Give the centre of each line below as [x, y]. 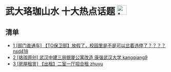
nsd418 [20, 51]
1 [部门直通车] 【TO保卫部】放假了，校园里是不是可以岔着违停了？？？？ [89, 46]
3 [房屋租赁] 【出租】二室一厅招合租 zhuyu [58, 64]
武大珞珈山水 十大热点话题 [60, 12]
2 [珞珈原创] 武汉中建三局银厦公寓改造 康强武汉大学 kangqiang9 [80, 57]
